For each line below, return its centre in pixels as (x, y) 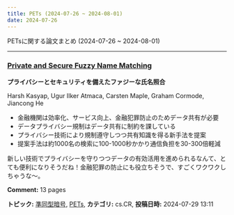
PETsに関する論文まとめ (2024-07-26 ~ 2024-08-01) (84, 41)
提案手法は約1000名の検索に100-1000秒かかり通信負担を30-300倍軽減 (119, 143)
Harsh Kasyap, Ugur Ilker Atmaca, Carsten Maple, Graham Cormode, (106, 95)
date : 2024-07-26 (32, 20)
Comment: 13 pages (37, 189)
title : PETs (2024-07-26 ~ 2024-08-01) (65, 14)
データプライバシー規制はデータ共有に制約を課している (96, 126)
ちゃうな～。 (25, 175)
